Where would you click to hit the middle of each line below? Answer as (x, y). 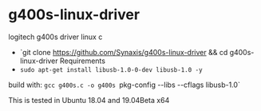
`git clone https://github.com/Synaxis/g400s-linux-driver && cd (124, 52)
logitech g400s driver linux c (55, 37)
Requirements (83, 61)
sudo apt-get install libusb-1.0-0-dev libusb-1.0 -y (111, 69)
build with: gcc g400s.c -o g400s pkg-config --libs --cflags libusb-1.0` (125, 85)
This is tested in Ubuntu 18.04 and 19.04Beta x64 (89, 100)
